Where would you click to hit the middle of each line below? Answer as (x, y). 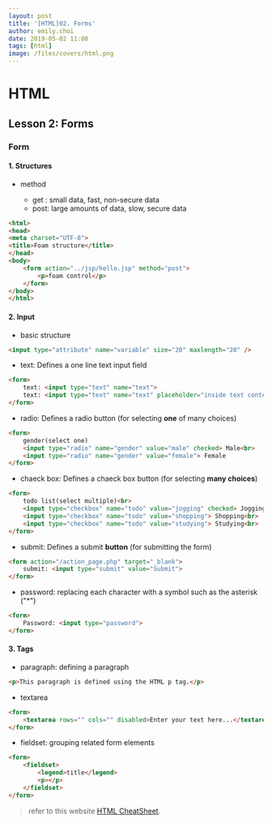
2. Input (21, 316)
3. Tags (21, 649)
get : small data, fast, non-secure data (96, 199)
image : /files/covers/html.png (61, 54)
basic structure (45, 335)
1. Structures (30, 166)
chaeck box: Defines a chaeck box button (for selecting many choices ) (139, 478)
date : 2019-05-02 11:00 (49, 39)
